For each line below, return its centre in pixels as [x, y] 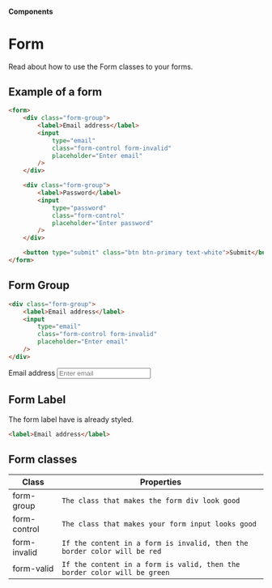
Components [31, 11]
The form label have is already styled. [71, 419]
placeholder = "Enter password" [102, 223]
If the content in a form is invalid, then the [155, 543]
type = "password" [79, 208]
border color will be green [116, 573]
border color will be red [112, 552]
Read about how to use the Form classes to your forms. [101, 66]
